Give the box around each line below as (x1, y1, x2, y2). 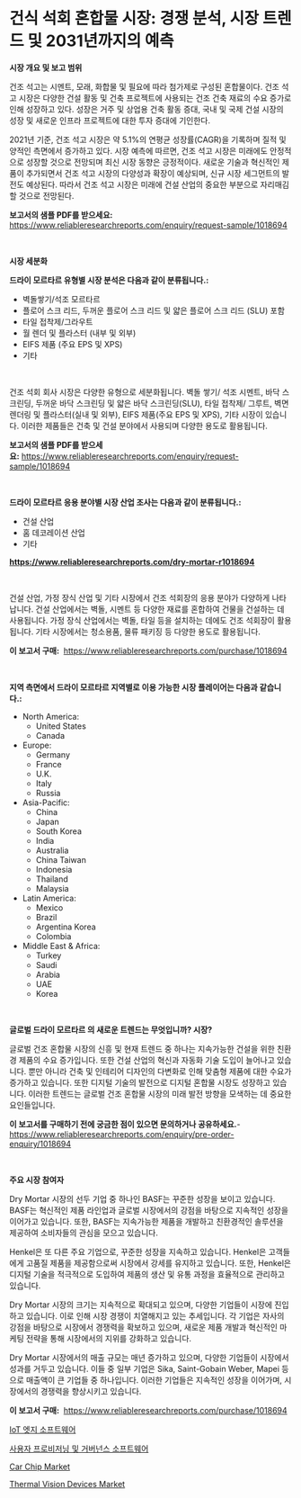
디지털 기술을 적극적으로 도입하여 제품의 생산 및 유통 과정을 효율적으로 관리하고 (9, 1269, 286, 1279)
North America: (22, 711, 79, 722)
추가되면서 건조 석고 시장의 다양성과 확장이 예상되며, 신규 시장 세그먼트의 (25, 167, 280, 178)
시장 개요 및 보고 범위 (9, 62, 83, 73)
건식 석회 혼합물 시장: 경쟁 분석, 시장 (9, 8, 260, 29)
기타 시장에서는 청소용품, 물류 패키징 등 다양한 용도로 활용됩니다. (35, 626, 261, 637)
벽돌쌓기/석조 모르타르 (22, 293, 101, 304)
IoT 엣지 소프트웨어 (9, 1423, 76, 1435)
